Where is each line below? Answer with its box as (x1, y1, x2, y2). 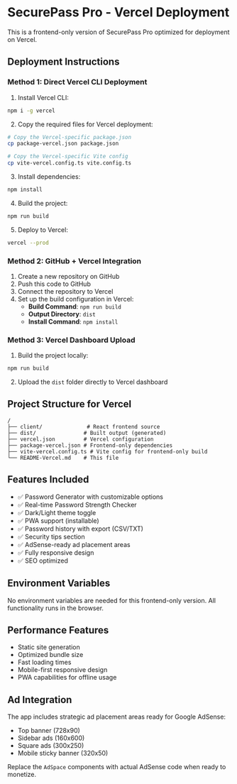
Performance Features (7, 624, 109, 636)
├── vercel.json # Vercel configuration (7, 436, 154, 443)
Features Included (7, 473, 89, 486)
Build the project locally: (17, 351, 89, 360)
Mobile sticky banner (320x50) (17, 749, 109, 758)
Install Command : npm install (28, 317, 118, 326)
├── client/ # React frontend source (7, 423, 160, 430)
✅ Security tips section (17, 532, 85, 541)
